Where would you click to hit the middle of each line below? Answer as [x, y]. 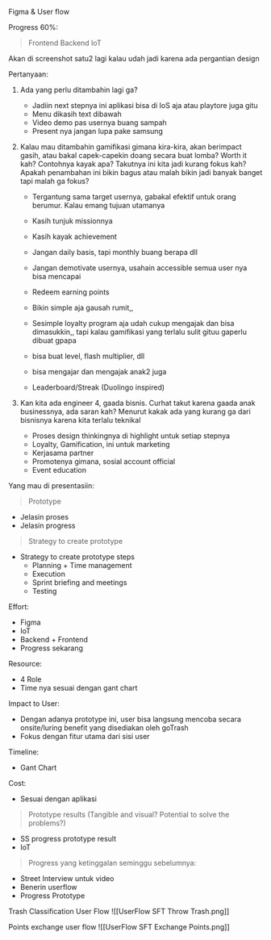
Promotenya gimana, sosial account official [104, 462]
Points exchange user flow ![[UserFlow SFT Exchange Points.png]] [119, 927]
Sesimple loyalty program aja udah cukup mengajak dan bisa [133, 323]
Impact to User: [34, 704]
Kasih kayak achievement [74, 236]
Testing [44, 591]
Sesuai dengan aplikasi [58, 799]
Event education [59, 470]
